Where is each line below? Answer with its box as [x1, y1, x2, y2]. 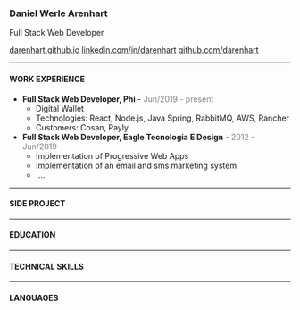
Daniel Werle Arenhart [9, 7, 108, 20]
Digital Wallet [35, 103, 85, 113]
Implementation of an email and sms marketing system [35, 160, 237, 171]
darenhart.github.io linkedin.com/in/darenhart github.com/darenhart [9, 45, 259, 55]
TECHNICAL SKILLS [9, 261, 85, 272]
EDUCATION [9, 230, 56, 240]
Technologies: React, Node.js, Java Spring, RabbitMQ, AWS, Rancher [35, 113, 290, 123]
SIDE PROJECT [9, 198, 66, 209]
